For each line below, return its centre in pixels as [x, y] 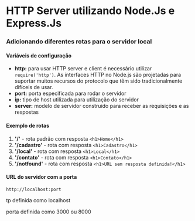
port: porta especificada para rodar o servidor [71, 93]
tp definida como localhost [38, 200]
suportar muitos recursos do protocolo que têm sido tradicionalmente [98, 81]
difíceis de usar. [34, 87]
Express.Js [34, 23]
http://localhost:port [34, 189]
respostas [27, 112]
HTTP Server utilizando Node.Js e [90, 11]
